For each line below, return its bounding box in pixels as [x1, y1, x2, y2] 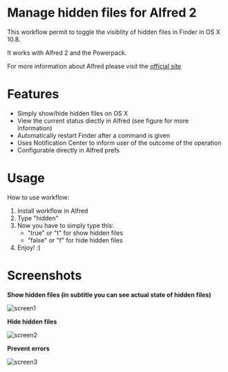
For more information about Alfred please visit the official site [7, 62, 182, 70]
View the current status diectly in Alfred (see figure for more [17, 116, 189, 125]
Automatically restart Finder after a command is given [17, 131, 171, 139]
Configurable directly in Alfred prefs [17, 145, 120, 154]
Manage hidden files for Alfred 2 [7, 5, 197, 21]
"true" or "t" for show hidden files [27, 229, 124, 237]
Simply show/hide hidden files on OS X [17, 109, 129, 117]
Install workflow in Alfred [17, 206, 88, 215]
